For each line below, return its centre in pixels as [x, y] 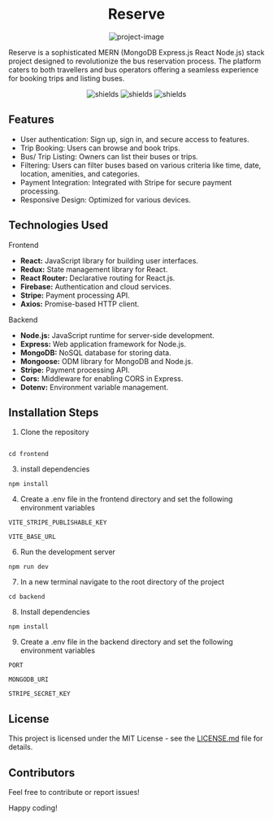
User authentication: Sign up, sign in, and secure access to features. [134, 139]
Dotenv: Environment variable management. [94, 387]
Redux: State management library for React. [94, 269]
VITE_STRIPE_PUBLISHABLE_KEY [58, 523]
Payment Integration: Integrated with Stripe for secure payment [126, 182]
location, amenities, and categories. [80, 174]
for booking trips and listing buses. [67, 78]
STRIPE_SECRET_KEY [39, 694]
